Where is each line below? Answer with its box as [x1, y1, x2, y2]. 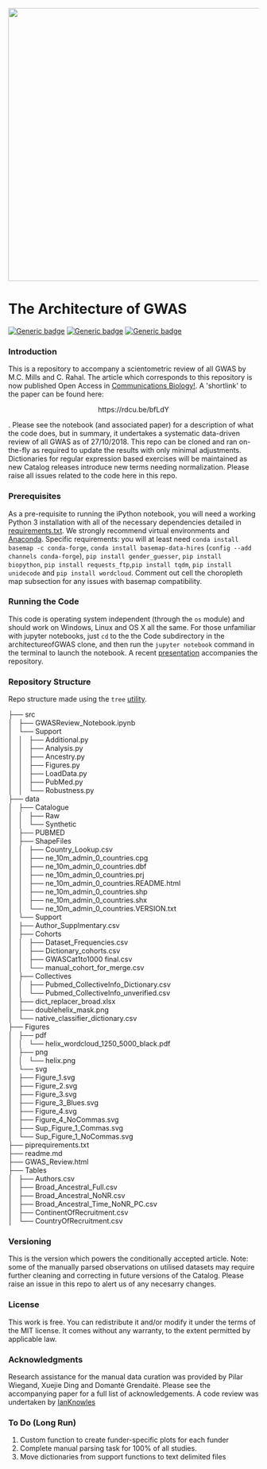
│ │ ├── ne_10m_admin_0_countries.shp [8, 887, 149, 897]
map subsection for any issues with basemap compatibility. [8, 576, 203, 586]
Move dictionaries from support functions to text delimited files [19, 1452, 226, 1462]
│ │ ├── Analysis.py [8, 744, 83, 753]
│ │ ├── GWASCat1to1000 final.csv [8, 954, 133, 965]
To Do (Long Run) [8, 1417, 77, 1428]
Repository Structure [8, 676, 91, 687]
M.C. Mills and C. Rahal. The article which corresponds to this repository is [8, 373, 253, 382]
